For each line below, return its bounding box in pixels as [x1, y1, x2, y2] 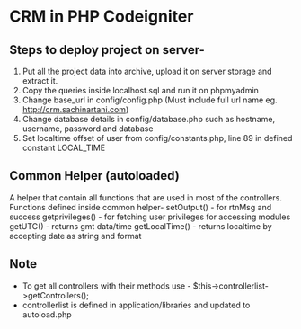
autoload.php [22, 308, 72, 320]
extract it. [22, 76, 58, 86]
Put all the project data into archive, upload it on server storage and [22, 66, 272, 76]
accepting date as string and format [9, 230, 142, 241]
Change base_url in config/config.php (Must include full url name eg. [22, 94, 278, 105]
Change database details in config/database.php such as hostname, [22, 114, 276, 124]
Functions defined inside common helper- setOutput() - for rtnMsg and [9, 201, 272, 212]
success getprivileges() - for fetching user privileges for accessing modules [9, 211, 291, 222]
